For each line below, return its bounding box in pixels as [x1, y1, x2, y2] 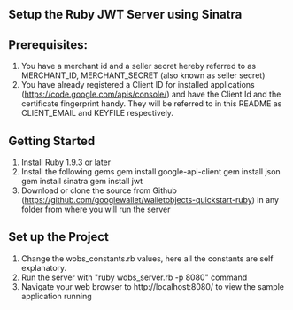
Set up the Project [8, 229, 110, 244]
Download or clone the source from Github [20, 185, 178, 196]
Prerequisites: [8, 37, 88, 52]
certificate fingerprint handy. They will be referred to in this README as [20, 98, 282, 109]
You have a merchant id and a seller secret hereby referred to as [20, 61, 257, 72]
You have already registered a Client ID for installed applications [20, 80, 255, 90]
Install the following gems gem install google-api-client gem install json [20, 167, 281, 177]
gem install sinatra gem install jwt [20, 176, 143, 187]
